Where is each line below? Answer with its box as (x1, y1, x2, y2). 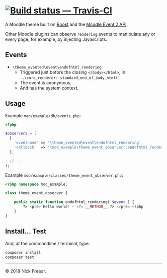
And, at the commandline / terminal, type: (5, 240, 90, 246)
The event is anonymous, (19, 79, 72, 85)
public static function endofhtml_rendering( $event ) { (14, 200, 135, 205)
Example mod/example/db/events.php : (5, 112, 81, 119)
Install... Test (5, 227, 46, 236)
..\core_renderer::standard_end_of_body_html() (19, 75, 120, 80)
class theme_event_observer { (5, 191, 68, 196)
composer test (5, 255, 35, 260)
